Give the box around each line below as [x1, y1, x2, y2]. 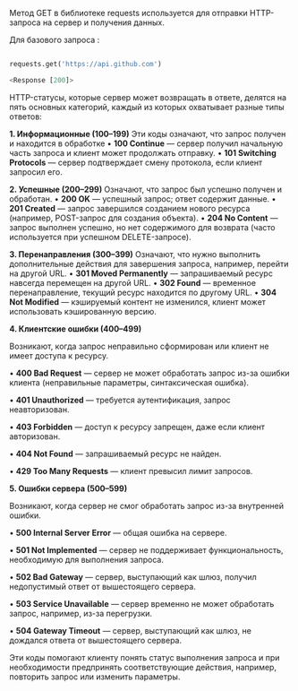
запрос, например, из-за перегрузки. [9, 608, 153, 618]
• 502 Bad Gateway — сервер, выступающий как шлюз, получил [9, 571, 257, 582]
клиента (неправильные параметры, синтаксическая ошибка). [9, 376, 249, 388]
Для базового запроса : [9, 35, 100, 45]
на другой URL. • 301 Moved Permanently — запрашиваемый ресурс [9, 268, 273, 279]
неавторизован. [9, 403, 70, 415]
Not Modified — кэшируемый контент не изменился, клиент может [9, 296, 267, 307]
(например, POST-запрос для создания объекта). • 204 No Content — [9, 212, 279, 223]
